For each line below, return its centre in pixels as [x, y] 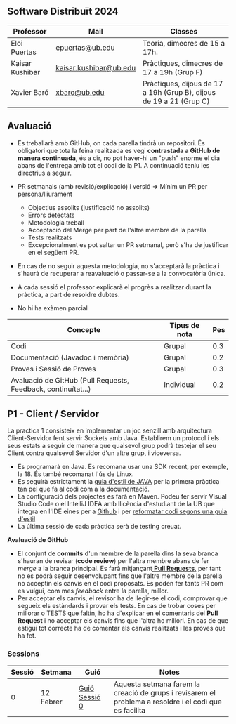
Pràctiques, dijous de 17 [183, 84]
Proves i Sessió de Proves [53, 369]
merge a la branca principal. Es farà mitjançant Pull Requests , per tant [119, 569]
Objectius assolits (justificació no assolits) [88, 207]
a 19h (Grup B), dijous [179, 92]
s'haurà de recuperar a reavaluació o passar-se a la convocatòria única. [122, 273]
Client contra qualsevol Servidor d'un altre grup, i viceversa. [94, 453]
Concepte [84, 329]
